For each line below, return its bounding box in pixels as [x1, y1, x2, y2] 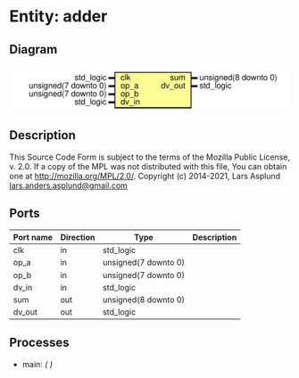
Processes [9, 335, 70, 350]
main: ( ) [21, 358, 54, 369]
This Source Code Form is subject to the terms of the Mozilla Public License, [9, 152, 291, 162]
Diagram [9, 42, 58, 57]
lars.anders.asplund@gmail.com [9, 180, 128, 191]
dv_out [12, 307, 38, 317]
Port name [12, 232, 54, 242]
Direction [60, 232, 96, 242]
